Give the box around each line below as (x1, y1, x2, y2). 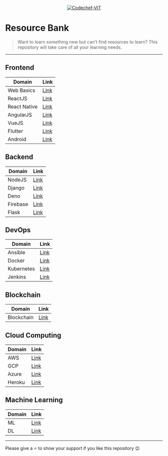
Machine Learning (5, 396, 63, 404)
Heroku (7, 379, 25, 386)
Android (7, 135, 26, 142)
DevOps (5, 226, 31, 234)
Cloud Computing (5, 331, 61, 340)
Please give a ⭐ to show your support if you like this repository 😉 (5, 445, 140, 451)
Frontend (5, 63, 34, 72)
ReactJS (7, 95, 27, 102)
